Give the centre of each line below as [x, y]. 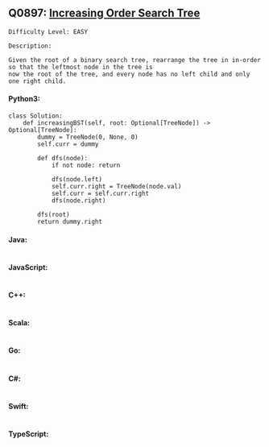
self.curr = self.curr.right [100, 194]
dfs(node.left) [77, 180]
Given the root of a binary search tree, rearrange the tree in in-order [135, 60]
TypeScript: [29, 434]
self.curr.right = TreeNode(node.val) [116, 187]
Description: [30, 46]
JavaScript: [28, 267]
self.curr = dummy [68, 144]
